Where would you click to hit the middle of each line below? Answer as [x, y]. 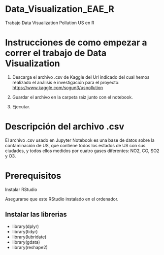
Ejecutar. [21, 106]
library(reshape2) [30, 247]
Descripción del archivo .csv [65, 127]
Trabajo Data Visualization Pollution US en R [50, 23]
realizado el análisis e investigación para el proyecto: [66, 82]
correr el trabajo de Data [56, 53]
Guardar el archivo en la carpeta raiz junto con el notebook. [72, 97]
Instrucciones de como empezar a [76, 43]
